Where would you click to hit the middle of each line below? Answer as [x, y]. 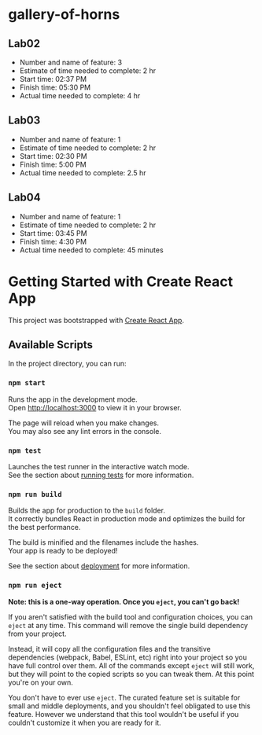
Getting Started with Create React [121, 281]
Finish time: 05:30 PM [55, 87]
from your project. [37, 634]
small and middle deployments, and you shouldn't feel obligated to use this [129, 706]
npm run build [35, 494]
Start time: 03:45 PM [54, 233]
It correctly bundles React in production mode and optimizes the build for [127, 519]
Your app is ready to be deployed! [63, 551]
